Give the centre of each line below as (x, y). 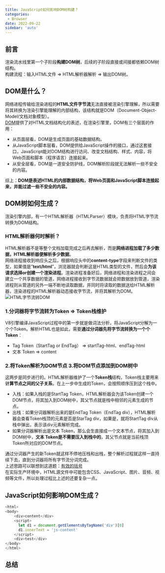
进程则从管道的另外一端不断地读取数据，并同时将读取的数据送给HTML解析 (80, 285)
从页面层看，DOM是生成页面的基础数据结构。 (58, 139)
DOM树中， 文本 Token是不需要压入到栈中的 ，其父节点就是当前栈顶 (80, 437)
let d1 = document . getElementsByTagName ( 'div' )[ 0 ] (71, 525)
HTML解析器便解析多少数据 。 (43, 254)
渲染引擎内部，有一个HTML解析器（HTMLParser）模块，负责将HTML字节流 (82, 216)
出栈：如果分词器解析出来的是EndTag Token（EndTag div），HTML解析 (84, 413)
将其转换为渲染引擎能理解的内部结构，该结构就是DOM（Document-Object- (81, 110)
